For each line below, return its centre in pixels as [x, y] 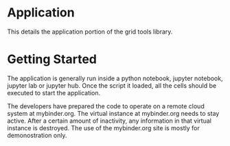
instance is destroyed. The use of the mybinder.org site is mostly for [104, 127]
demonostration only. [37, 135]
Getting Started [52, 59]
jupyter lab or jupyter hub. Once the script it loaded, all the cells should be [112, 85]
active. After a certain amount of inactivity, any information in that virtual [109, 121]
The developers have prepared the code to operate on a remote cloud [106, 106]
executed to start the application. [54, 93]
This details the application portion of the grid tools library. [90, 32]
